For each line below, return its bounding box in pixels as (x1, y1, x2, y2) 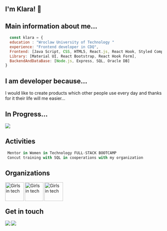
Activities (5, 137, 36, 146)
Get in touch (5, 207, 44, 216)
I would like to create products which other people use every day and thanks (5, 90, 162, 96)
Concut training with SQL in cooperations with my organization (7, 155, 143, 160)
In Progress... (5, 110, 48, 118)
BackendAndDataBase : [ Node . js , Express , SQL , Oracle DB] (9, 58, 130, 63)
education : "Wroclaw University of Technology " (9, 40, 114, 45)
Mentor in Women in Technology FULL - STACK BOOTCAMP (7, 150, 117, 155)
